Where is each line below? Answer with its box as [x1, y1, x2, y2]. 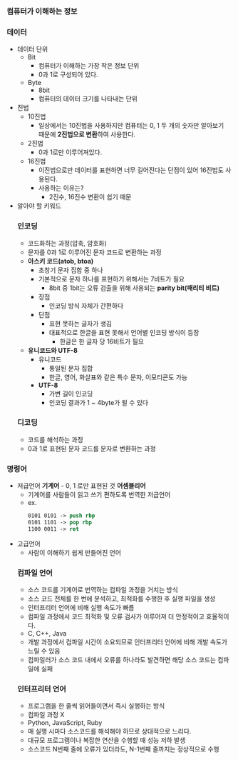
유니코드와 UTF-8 [27, 346, 78, 354]
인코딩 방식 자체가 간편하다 [48, 301, 124, 310]
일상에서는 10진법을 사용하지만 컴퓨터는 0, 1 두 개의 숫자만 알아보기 [38, 121, 224, 130]
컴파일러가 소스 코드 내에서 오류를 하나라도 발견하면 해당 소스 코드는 [27, 656, 217, 664]
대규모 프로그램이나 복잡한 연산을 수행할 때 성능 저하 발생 [27, 736, 186, 744]
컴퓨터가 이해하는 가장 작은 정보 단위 [38, 61, 140, 70]
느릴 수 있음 [27, 646, 61, 655]
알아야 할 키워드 [16, 201, 61, 210]
